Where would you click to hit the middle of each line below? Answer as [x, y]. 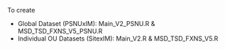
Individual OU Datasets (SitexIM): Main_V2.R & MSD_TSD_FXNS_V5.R [118, 38]
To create [21, 10]
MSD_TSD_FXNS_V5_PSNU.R [60, 31]
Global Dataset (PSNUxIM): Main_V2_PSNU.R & [86, 23]
